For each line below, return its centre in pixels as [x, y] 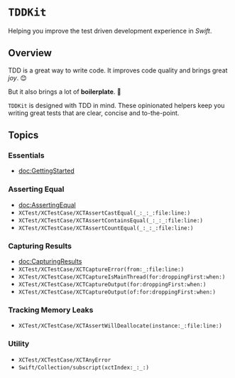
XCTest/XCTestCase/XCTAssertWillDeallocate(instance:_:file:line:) [120, 326]
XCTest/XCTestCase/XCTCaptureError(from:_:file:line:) [101, 270]
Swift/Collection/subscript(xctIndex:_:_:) [84, 367]
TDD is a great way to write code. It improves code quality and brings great [118, 70]
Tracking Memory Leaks [51, 310]
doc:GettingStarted [46, 171]
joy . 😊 [17, 77]
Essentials [26, 156]
